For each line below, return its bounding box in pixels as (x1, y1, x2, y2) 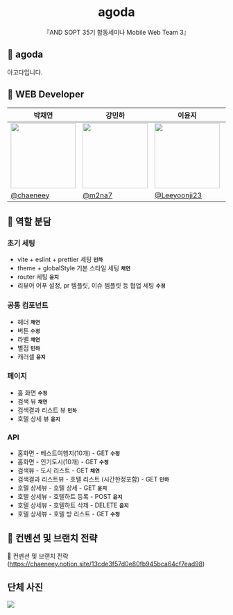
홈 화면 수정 (17, 388, 48, 397)
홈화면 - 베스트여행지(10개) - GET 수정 (17, 449, 120, 457)
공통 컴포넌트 (7, 300, 49, 310)
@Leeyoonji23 (155, 190, 202, 200)
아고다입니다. (7, 67, 43, 76)
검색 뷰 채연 (17, 397, 48, 405)
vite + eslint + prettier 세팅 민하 (17, 255, 103, 264)
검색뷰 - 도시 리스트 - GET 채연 (17, 466, 101, 475)
